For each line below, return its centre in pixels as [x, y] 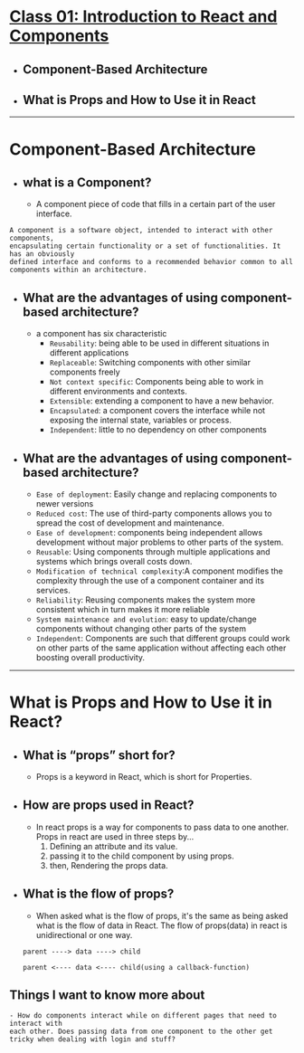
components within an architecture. [78, 270]
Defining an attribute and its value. [114, 846]
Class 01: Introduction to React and [143, 17]
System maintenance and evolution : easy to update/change [146, 619]
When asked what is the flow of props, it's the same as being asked [162, 915]
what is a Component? [87, 182]
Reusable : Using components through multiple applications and [153, 552]
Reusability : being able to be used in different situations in [159, 343]
